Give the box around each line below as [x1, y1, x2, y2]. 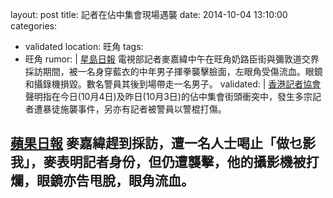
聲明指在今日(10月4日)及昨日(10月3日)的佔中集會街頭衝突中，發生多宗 [24, 91, 313, 102]
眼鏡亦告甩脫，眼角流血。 [36, 173, 195, 190]
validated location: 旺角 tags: [24, 41, 144, 52]
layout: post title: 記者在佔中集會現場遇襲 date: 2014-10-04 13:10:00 [10, 9, 288, 20]
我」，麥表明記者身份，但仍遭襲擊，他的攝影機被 [10, 154, 307, 171]
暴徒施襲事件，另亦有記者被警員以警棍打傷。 [42, 103, 227, 115]
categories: [10, 20, 57, 32]
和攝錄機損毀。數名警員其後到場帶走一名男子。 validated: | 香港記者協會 [24, 78, 322, 90]
